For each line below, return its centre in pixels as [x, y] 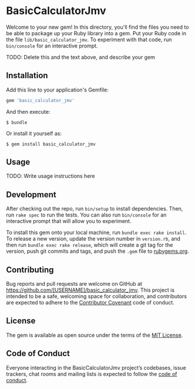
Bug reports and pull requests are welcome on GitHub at [74, 284]
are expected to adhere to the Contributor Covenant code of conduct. [90, 303]
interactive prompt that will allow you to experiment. [69, 221]
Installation [27, 75]
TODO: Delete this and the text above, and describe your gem [81, 57]
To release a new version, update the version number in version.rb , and [93, 239]
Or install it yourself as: [34, 133]
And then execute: [28, 111]
